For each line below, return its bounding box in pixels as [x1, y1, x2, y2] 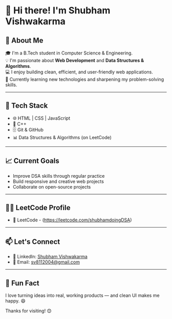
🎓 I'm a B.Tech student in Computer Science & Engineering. [5, 50, 133, 56]
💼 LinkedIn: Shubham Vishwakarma [12, 254, 88, 260]
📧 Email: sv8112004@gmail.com [12, 259, 80, 265]
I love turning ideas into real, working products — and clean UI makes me [5, 292, 160, 298]
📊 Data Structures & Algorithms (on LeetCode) [12, 134, 112, 140]
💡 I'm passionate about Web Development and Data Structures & [5, 58, 144, 63]
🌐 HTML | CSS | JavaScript [12, 115, 71, 121]
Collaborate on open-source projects [12, 183, 91, 190]
